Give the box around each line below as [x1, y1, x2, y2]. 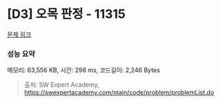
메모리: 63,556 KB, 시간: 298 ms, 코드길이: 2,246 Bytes [7, 66, 160, 74]
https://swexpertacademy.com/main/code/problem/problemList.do [23, 89, 215, 97]
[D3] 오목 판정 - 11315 [7, 6, 126, 22]
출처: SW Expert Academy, [23, 80, 99, 89]
